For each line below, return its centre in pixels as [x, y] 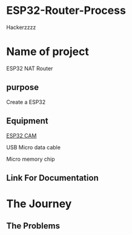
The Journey [39, 204]
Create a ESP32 [26, 102]
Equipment [27, 121]
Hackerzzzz [21, 27]
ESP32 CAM [21, 135]
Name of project [48, 52]
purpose [23, 87]
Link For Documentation [52, 178]
